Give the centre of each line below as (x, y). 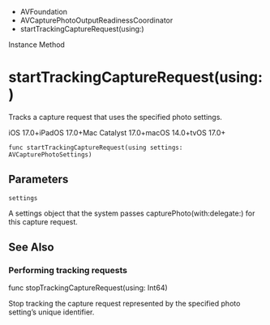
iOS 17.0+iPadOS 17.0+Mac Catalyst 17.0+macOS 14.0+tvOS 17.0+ (117, 132)
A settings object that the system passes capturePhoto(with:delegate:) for (132, 213)
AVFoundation (43, 12)
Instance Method (36, 45)
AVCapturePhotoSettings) (50, 154)
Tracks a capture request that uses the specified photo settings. (116, 117)
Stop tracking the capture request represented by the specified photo (124, 304)
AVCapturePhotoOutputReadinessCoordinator (96, 20)
